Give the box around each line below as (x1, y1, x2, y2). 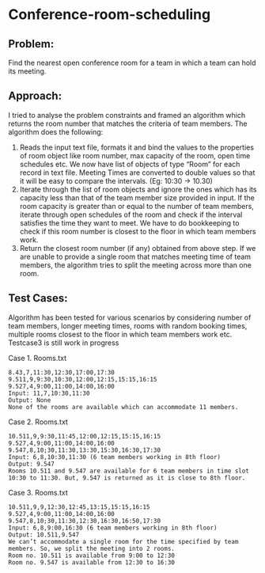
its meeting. (8, 66, 47, 76)
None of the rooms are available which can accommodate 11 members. (8, 403, 239, 411)
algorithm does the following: (8, 127, 104, 136)
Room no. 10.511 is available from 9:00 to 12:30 (8, 552, 176, 560)
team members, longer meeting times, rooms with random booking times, (8, 321, 248, 330)
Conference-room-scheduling (8, 6, 211, 24)
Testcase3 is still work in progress (8, 338, 119, 347)
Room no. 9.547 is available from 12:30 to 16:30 (8, 558, 176, 567)
